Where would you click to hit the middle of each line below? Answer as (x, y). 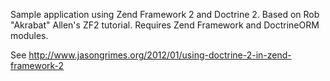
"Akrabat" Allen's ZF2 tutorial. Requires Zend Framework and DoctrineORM (165, 25)
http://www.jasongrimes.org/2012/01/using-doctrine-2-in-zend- (160, 55)
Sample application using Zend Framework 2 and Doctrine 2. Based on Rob (165, 14)
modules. (29, 35)
